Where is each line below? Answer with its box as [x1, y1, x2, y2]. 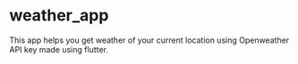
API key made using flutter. [9, 44, 109, 54]
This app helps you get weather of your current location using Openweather [9, 35, 290, 45]
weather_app [9, 5, 109, 26]
